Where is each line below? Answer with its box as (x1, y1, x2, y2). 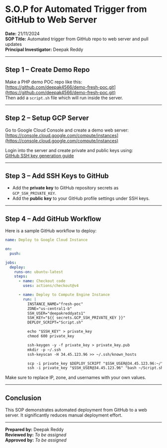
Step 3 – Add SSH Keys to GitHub (5, 171, 109, 180)
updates (5, 41, 22, 47)
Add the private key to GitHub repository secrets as (12, 185, 119, 191)
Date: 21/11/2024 (5, 30, 40, 36)
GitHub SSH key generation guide (5, 152, 74, 158)
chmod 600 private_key (27, 334, 75, 339)
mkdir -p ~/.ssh (27, 347, 61, 352)
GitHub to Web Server (5, 14, 97, 25)
